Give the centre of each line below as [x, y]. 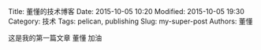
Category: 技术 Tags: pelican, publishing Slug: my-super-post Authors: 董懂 [130, 21]
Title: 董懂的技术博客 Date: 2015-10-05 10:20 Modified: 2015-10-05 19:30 [126, 11]
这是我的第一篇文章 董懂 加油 [55, 38]
